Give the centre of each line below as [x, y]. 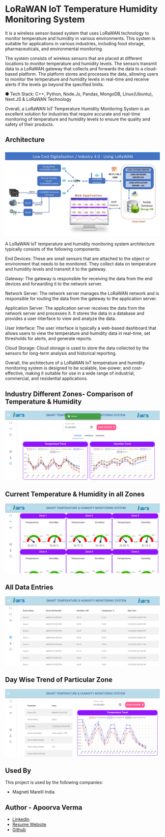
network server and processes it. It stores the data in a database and [75, 314]
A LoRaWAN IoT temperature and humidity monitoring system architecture [80, 244]
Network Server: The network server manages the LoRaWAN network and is [82, 293]
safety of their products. [29, 124]
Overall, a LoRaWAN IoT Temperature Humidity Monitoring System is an [77, 109]
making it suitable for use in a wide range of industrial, [80, 373]
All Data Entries [29, 587]
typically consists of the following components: [53, 249]
